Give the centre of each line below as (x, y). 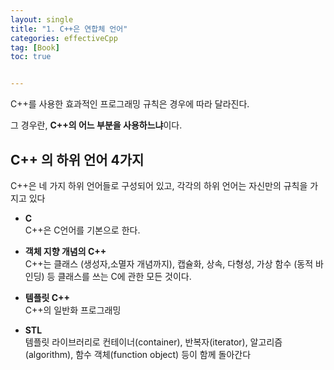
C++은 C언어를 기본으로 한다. (82, 230)
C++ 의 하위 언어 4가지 (77, 159)
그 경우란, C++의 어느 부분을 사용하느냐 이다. (96, 125)
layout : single (42, 19)
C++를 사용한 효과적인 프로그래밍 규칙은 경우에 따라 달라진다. (130, 104)
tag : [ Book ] (35, 47)
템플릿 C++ (47, 297)
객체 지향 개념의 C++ (65, 251)
